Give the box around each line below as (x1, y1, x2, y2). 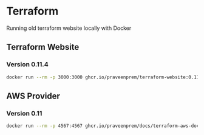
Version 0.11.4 (6, 60, 49, 69)
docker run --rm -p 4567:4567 (6, 123, 83, 129)
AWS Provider (6, 91, 61, 101)
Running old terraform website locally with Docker (6, 24, 132, 32)
